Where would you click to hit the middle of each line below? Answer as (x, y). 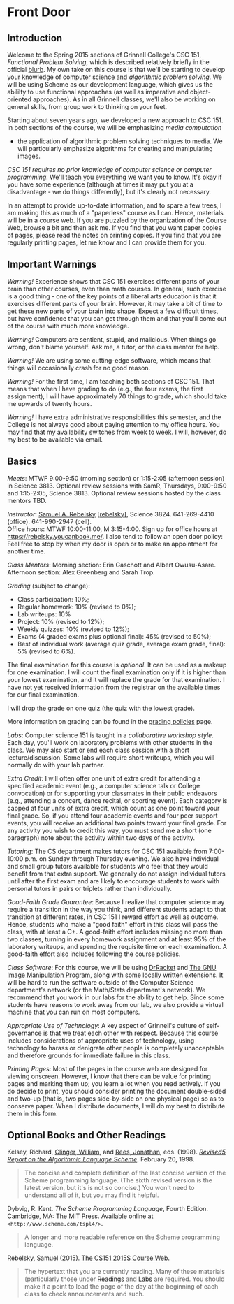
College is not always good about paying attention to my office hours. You (114, 424)
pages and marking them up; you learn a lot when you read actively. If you (114, 1083)
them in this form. (32, 1113)
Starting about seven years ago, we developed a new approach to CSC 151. (115, 120)
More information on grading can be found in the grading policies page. (110, 721)
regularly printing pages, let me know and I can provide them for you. (107, 242)
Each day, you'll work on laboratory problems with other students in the (110, 742)
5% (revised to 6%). (46, 651)
